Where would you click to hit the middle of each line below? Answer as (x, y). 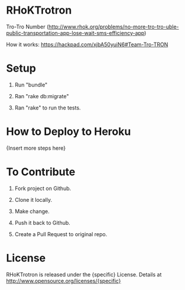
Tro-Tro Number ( (27, 27)
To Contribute (41, 172)
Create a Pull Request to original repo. (61, 234)
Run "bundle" (31, 85)
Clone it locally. (33, 199)
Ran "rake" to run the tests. (48, 108)
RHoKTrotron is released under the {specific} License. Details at (84, 274)
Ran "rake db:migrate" (42, 96)
